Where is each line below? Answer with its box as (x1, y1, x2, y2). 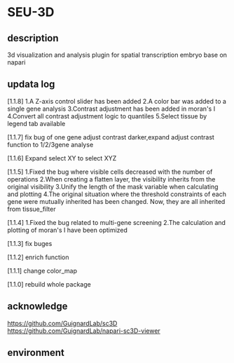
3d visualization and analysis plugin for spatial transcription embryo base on (7, 50, 228, 59)
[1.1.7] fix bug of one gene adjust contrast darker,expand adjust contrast (7, 132, 215, 141)
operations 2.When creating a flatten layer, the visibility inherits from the (7, 174, 216, 183)
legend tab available (7, 119, 66, 128)
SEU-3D (7, 4, 55, 20)
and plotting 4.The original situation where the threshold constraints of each (7, 190, 226, 198)
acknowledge (7, 301, 68, 313)
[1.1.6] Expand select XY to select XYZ (7, 153, 117, 162)
